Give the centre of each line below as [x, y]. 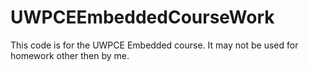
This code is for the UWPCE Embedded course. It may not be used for [154, 45]
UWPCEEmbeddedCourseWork [142, 17]
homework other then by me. [70, 55]
